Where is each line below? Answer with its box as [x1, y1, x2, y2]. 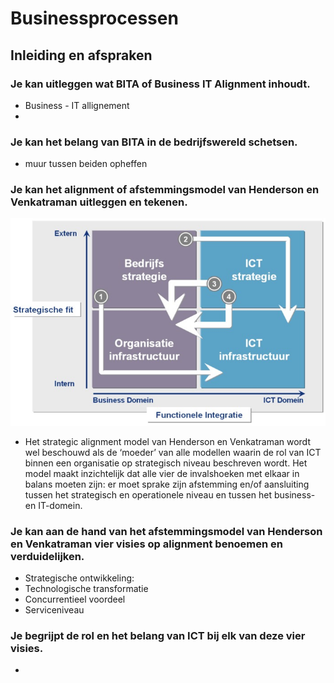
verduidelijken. [10, 549, 85, 563]
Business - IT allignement [24, 99, 130, 111]
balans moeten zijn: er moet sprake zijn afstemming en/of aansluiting [24, 478, 310, 490]
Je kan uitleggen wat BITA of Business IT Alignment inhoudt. [10, 77, 311, 91]
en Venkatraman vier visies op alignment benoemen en [10, 537, 284, 551]
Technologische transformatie [24, 582, 149, 594]
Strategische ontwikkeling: [24, 572, 135, 584]
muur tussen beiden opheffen [24, 158, 148, 170]
